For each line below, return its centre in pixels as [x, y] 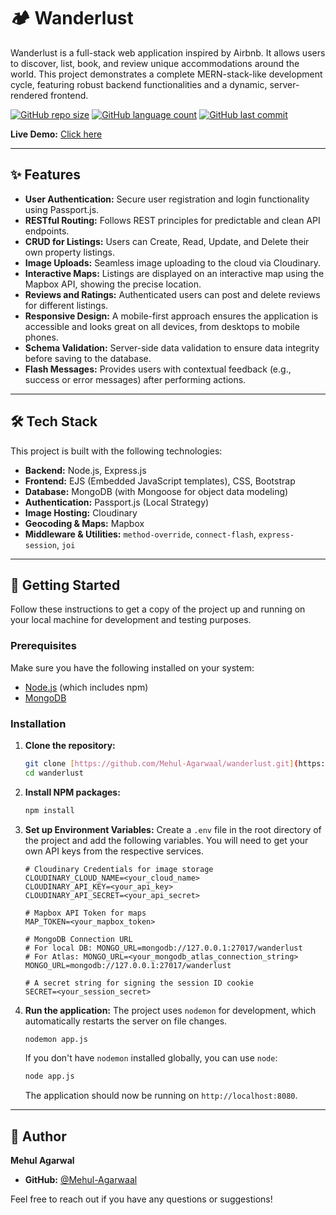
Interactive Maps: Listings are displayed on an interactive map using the [174, 273]
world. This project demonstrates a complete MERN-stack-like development [166, 74]
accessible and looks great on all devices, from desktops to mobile [162, 326]
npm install [49, 810]
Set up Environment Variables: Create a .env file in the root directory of [173, 829]
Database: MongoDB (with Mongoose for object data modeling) [156, 491]
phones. [41, 337]
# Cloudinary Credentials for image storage [119, 869]
